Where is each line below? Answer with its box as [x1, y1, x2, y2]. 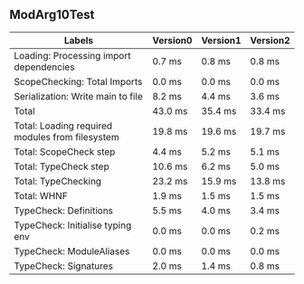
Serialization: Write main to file [14, 90, 143, 102]
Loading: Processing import [14, 49, 131, 62]
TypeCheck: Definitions [14, 204, 114, 216]
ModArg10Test [9, 7, 95, 23]
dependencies [14, 61, 75, 73]
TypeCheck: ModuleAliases [14, 244, 130, 257]
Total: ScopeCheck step [14, 145, 116, 157]
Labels [63, 33, 93, 46]
